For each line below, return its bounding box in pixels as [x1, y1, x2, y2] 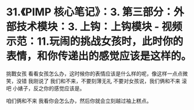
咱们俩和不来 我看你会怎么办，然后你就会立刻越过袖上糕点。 [6, 97, 152, 104]
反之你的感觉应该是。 [33, 85, 85, 92]
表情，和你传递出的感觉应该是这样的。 [6, 49, 192, 63]
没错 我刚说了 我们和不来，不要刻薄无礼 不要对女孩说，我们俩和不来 [16, 77, 180, 84]
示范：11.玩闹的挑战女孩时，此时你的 [6, 35, 183, 48]
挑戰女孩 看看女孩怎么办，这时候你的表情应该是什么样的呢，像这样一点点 [6, 70, 183, 77]
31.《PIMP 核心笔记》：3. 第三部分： [6, 5, 174, 19]
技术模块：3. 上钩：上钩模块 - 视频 [16, 20, 182, 34]
